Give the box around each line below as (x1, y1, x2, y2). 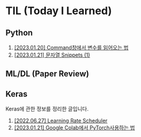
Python (5, 28, 33, 38)
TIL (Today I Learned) (5, 4, 113, 18)
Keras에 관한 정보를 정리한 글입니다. (5, 105, 89, 113)
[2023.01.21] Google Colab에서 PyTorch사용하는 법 (14, 124, 135, 131)
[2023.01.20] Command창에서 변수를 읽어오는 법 (14, 44, 129, 51)
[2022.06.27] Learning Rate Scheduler (14, 117, 108, 125)
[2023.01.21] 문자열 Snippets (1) (14, 51, 90, 58)
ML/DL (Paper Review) (5, 69, 90, 79)
